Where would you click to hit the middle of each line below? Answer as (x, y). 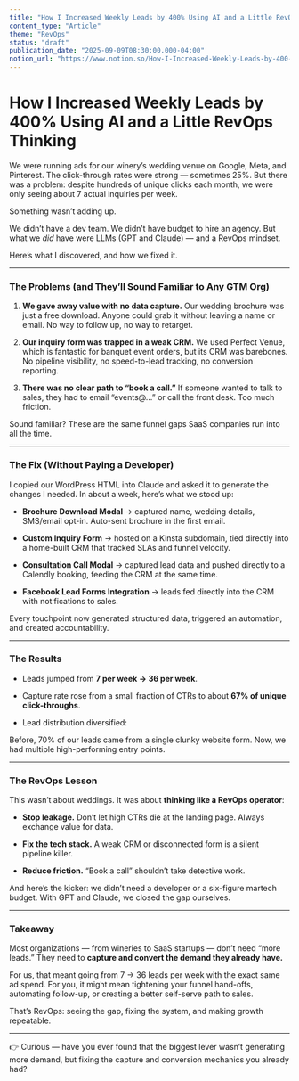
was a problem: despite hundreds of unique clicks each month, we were (141, 184)
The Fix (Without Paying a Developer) (92, 465)
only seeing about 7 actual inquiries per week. (93, 193)
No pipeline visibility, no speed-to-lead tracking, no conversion (137, 361)
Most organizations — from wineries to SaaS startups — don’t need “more (145, 948)
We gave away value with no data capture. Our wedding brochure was (153, 306)
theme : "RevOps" (39, 34)
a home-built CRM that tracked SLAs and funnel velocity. (126, 547)
